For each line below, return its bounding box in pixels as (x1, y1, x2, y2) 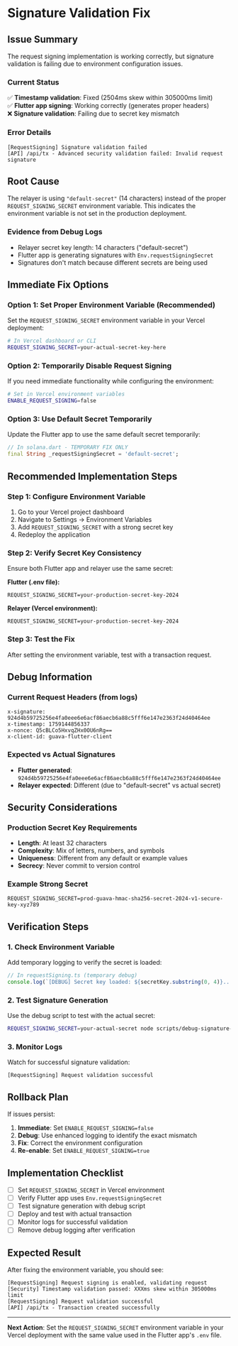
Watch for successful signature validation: (7, 1058, 130, 1066)
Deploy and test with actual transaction (17, 1210, 132, 1218)
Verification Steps (7, 921, 89, 933)
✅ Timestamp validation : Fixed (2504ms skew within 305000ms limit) (7, 94, 213, 102)
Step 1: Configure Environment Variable (7, 491, 146, 501)
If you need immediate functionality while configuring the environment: (7, 377, 215, 385)
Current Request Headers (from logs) (7, 692, 138, 702)
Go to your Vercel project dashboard (17, 508, 125, 516)
